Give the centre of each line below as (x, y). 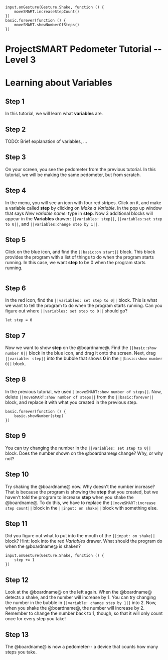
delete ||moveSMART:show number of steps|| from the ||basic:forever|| (79, 397)
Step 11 (16, 523)
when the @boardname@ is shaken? (43, 546)
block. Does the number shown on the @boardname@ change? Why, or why (84, 453)
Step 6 (16, 288)
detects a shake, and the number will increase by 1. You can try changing (81, 597)
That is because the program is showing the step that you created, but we (82, 492)
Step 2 (16, 129)
